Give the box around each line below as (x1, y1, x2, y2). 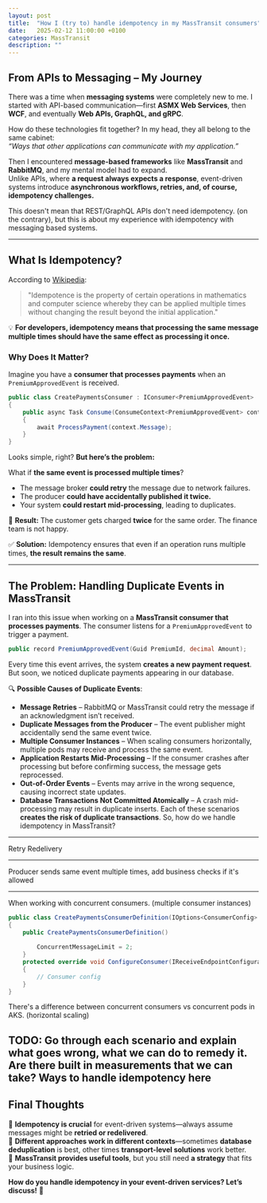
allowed (8, 875, 34, 885)
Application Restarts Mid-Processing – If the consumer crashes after (19, 753, 250, 762)
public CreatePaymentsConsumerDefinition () (22, 928, 169, 937)
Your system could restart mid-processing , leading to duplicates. (19, 500, 236, 510)
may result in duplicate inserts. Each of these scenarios (58, 804, 240, 813)
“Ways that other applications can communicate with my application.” (8, 141, 239, 151)
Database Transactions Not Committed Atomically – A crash (19, 795, 222, 805)
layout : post (8, 11, 52, 20)
